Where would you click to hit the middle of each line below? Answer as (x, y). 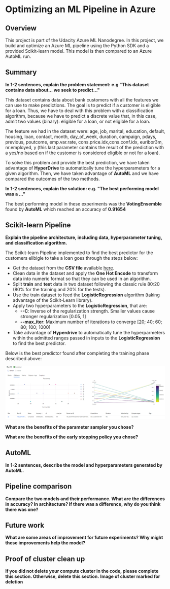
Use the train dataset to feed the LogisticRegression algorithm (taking (86, 295)
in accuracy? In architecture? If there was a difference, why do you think (83, 504)
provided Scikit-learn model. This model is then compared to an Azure (79, 51)
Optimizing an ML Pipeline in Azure (80, 9)
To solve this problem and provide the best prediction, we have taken (77, 162)
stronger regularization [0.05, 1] (53, 316)
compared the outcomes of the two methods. (53, 179)
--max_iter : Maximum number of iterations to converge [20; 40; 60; (91, 322)
